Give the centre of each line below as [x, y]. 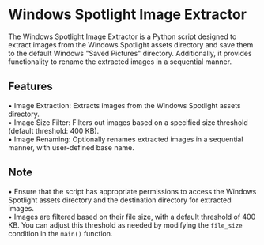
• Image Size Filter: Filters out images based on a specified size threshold [128, 122]
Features [30, 87]
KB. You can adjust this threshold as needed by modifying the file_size [125, 225]
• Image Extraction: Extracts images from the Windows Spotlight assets [124, 105]
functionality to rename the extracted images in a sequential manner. [120, 62]
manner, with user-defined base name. [71, 147]
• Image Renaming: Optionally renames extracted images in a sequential [126, 139]
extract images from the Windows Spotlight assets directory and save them [131, 44]
